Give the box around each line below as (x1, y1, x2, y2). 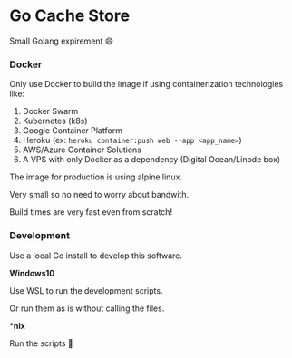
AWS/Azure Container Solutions (22, 144, 142, 155)
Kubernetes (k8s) (22, 115, 88, 127)
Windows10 (9, 267, 55, 278)
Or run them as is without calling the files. (9, 303, 165, 314)
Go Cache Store (9, 5, 130, 26)
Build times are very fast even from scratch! (9, 207, 173, 218)
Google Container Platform (22, 125, 122, 136)
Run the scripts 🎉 (9, 337, 74, 349)
